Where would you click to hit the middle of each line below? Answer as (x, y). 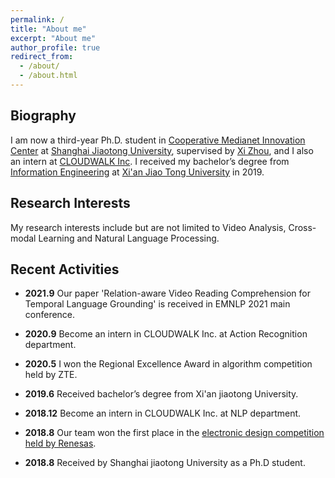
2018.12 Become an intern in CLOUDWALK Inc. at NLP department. (163, 413)
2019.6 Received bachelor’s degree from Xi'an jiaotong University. (161, 394)
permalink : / (37, 19)
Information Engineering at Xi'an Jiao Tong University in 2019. (137, 172)
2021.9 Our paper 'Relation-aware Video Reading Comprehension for (167, 293)
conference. (50, 315)
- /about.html (48, 76)
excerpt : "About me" (53, 38)
